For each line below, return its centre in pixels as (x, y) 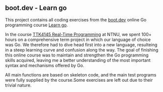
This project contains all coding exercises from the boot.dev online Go (76, 19)
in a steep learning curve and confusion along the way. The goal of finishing (82, 50)
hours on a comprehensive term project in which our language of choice (78, 39)
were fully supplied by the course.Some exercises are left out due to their (79, 80)
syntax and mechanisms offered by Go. (45, 65)
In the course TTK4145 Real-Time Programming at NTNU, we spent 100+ (78, 34)
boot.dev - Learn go (36, 8)
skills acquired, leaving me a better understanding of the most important (78, 60)
